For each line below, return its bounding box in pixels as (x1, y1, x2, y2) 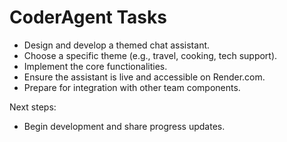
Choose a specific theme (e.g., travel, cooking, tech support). (23, 49, 278, 61)
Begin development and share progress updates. (23, 120, 226, 132)
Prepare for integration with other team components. (23, 81, 241, 93)
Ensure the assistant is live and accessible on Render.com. (23, 71, 266, 83)
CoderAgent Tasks (9, 6, 167, 29)
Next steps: (9, 101, 57, 113)
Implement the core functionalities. (23, 60, 168, 72)
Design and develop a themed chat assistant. (23, 39, 211, 51)
